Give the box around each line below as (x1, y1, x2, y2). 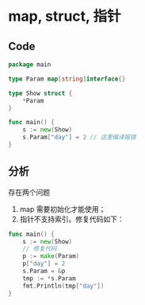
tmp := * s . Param (22, 274, 77, 283)
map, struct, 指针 (8, 7, 121, 25)
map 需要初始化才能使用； (19, 204, 106, 213)
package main (8, 61, 52, 68)
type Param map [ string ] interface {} (8, 75, 126, 83)
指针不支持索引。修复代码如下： (19, 214, 124, 224)
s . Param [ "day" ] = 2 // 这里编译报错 (22, 133, 136, 142)
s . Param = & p (22, 268, 66, 276)
